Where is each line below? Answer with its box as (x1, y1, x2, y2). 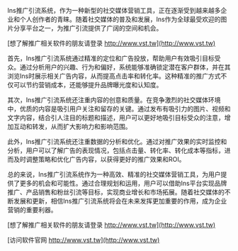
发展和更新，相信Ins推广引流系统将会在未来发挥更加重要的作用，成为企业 (13, 197, 227, 205)
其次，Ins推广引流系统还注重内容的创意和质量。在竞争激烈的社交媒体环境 (7, 96, 221, 104)
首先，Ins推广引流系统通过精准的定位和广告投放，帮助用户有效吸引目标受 (7, 54, 221, 62)
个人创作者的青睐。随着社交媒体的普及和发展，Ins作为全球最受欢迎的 (19, 15, 221, 23)
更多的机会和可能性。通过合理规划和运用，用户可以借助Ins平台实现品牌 (19, 179, 227, 187)
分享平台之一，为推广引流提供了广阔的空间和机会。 (13, 24, 163, 32)
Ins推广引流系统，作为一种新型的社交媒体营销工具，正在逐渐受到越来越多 (7, 6, 221, 14)
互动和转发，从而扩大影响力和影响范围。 (13, 123, 132, 130)
